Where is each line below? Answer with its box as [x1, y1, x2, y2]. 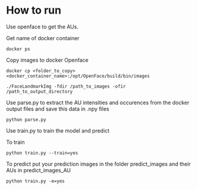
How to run [6, 4, 62, 17]
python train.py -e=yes [6, 178, 65, 184]
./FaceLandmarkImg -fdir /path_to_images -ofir [6, 83, 126, 89]
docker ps [6, 46, 31, 52]
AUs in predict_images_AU [6, 166, 71, 173]
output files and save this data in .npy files [6, 105, 110, 112]
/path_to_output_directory [6, 88, 73, 95]
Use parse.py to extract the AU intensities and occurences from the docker [6, 99, 190, 106]
